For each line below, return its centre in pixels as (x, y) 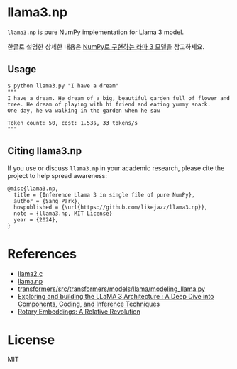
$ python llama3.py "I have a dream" (63, 86)
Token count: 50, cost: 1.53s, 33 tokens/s (73, 123)
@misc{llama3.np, (33, 189)
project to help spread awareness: (57, 175)
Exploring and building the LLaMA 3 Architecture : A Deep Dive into (116, 296)
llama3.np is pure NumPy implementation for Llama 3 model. (96, 32)
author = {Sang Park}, (47, 201)
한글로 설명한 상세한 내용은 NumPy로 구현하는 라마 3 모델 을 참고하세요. (106, 46)
